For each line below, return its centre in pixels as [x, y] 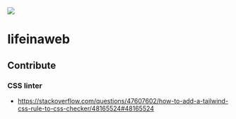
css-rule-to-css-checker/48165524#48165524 [85, 108]
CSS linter [25, 86]
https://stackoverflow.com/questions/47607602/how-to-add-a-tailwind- [123, 101]
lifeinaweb [39, 39]
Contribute [32, 66]
